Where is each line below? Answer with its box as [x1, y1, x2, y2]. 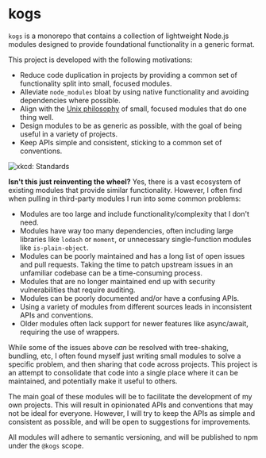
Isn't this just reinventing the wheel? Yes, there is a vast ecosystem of [8, 176, 241, 187]
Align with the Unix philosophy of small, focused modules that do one [19, 104, 248, 114]
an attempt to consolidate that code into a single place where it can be [8, 368, 238, 377]
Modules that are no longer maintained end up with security [19, 276, 216, 286]
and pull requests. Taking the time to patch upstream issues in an [19, 260, 233, 269]
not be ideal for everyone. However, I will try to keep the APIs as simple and [8, 408, 256, 418]
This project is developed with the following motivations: [8, 55, 193, 64]
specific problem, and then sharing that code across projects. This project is [8, 359, 258, 369]
